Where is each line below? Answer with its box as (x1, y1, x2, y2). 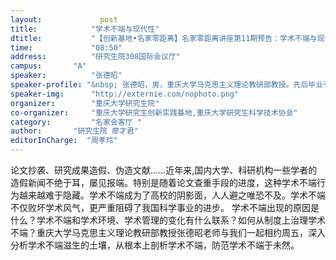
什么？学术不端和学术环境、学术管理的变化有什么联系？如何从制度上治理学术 (10, 214, 326, 226)
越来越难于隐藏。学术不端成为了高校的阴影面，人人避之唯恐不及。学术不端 (18, 189, 326, 201)
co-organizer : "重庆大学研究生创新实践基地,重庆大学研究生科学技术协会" (10, 107, 298, 118)
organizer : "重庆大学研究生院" (10, 98, 160, 108)
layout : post (10, 14, 118, 25)
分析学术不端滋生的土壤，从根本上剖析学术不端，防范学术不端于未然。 (10, 239, 300, 251)
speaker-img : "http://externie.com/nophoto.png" (10, 89, 240, 99)
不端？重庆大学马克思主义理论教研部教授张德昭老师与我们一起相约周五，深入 (10, 227, 326, 238)
